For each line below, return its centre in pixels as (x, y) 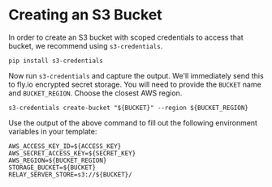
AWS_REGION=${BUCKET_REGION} (58, 160)
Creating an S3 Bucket (85, 15)
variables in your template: (53, 131)
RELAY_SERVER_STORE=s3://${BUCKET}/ (70, 174)
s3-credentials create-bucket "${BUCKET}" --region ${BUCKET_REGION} (129, 108)
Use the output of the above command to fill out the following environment (133, 122)
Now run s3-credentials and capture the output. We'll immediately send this (136, 75)
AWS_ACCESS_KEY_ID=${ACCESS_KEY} (65, 146)
